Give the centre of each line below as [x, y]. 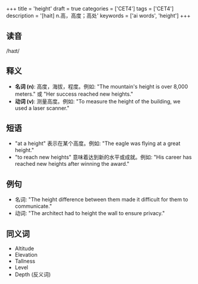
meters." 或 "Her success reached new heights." [74, 94]
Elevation [26, 255]
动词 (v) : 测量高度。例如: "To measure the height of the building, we [98, 101]
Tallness [25, 261]
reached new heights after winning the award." [72, 164]
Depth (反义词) [33, 274]
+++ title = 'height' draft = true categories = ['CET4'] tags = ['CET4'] [90, 9]
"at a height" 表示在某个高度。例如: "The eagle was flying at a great [98, 143]
